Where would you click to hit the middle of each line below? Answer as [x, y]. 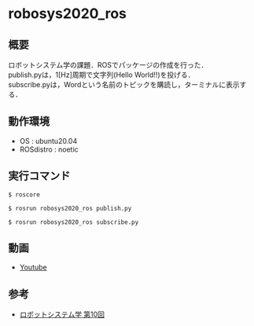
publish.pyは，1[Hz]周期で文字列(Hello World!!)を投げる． [101, 75]
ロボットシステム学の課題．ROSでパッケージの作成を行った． [108, 65]
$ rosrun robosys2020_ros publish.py [70, 208]
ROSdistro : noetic [49, 149]
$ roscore [24, 194]
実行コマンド [39, 176]
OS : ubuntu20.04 [48, 141]
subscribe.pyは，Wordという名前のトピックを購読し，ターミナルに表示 [124, 84]
